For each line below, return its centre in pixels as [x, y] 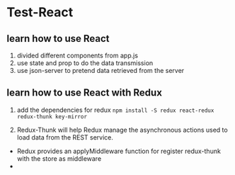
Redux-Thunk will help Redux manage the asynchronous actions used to [122, 130]
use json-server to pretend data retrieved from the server [101, 70]
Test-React [40, 12]
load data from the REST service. [65, 137]
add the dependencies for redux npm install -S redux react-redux [115, 110]
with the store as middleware [59, 158]
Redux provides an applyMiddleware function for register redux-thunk [119, 151]
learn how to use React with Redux [84, 93]
